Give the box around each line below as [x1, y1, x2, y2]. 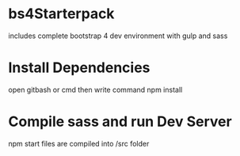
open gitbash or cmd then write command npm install [8, 85, 183, 94]
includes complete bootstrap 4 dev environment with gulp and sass [8, 31, 228, 40]
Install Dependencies [8, 59, 150, 77]
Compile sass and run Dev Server [8, 112, 232, 131]
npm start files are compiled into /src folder [8, 139, 150, 148]
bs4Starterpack [8, 5, 115, 23]
